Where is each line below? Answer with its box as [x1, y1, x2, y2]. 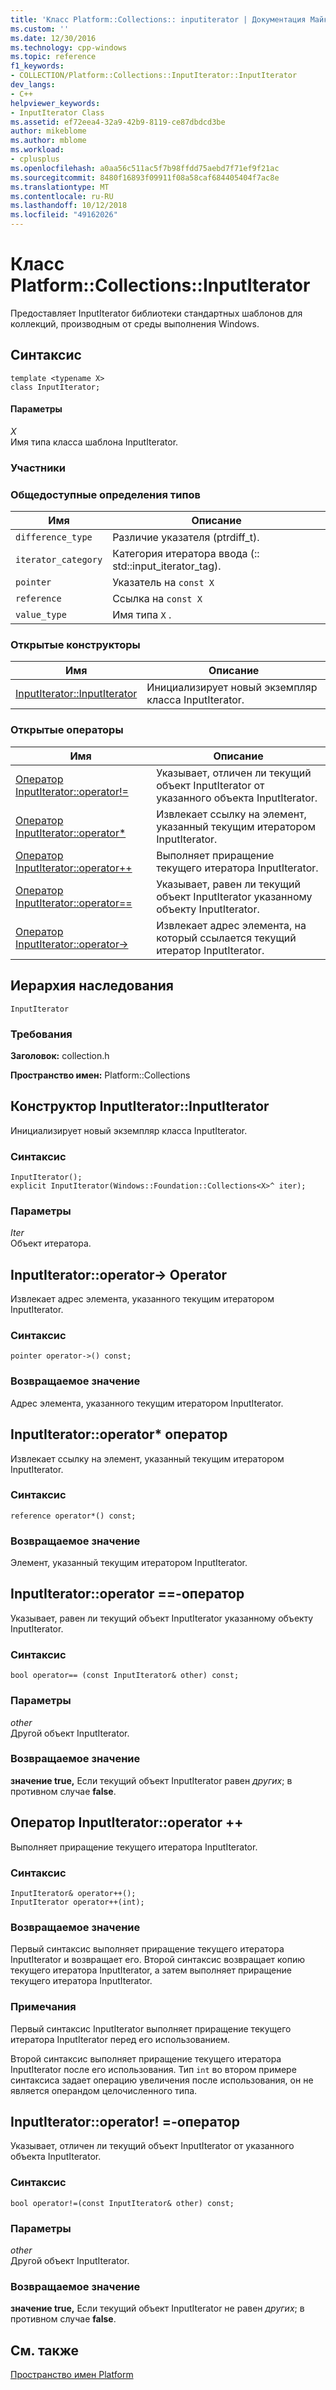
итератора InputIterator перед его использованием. [10, 2033, 231, 2045]
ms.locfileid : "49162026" [10, 210, 118, 220]
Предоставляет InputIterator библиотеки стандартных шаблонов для [10, 307, 303, 319]
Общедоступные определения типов [10, 487, 201, 501]
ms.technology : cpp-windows [10, 42, 128, 53]
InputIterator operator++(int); [10, 1897, 145, 1907]
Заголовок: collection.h [10, 1049, 110, 1061]
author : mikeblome [10, 126, 87, 136]
